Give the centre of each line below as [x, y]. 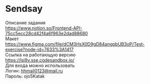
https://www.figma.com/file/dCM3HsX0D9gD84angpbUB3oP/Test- [75, 44]
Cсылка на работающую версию [41, 55]
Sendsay [24, 9]
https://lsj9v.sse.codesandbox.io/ [40, 60]
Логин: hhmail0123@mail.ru [34, 70]
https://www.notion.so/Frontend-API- [44, 28]
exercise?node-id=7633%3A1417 [40, 49]
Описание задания [25, 23]
